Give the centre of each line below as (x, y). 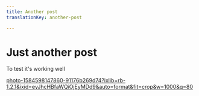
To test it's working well (36, 69)
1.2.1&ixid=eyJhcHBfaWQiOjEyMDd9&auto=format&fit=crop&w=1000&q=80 (100, 87)
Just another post (52, 52)
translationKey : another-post (44, 17)
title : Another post (32, 12)
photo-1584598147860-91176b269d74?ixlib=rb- (66, 80)
